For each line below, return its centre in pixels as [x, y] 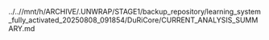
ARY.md [22, 28]
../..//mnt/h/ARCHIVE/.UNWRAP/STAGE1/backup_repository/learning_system [135, 12]
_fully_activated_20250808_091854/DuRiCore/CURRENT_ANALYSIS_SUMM [133, 20]
